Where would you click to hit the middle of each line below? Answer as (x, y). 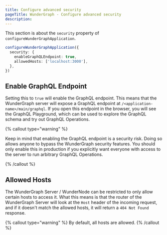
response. (15, 213)
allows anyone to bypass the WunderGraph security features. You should (80, 144)
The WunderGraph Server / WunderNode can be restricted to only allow (79, 192)
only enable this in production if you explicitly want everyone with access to (83, 149)
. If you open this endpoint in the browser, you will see (101, 109)
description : (19, 19)
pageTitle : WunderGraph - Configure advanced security (63, 14)
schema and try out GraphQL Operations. (48, 119)
